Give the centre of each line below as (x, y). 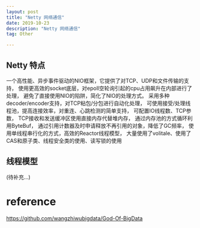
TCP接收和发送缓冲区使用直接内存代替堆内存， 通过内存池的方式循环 (102, 118)
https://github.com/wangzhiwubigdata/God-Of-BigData (75, 218)
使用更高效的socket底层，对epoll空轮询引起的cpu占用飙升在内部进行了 (105, 88)
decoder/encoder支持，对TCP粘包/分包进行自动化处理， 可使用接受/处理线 (99, 103)
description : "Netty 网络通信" (43, 28)
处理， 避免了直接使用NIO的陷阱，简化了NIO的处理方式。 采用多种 (88, 95)
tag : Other (20, 34)
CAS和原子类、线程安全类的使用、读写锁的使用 (64, 140)
